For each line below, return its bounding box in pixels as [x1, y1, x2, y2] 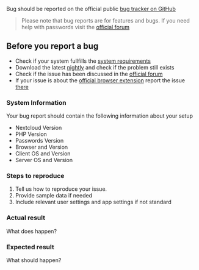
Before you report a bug [6, 41, 99, 51]
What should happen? [6, 257, 62, 264]
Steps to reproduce [6, 172, 65, 180]
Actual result [6, 213, 46, 222]
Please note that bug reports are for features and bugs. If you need [21, 17, 190, 24]
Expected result [6, 243, 54, 251]
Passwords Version [15, 137, 64, 144]
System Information [6, 98, 67, 107]
